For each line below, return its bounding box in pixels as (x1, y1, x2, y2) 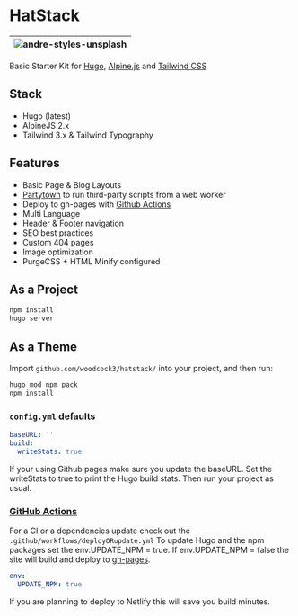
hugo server (9, 314, 54, 324)
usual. (9, 482, 32, 493)
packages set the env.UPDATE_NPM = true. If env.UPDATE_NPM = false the (9, 544, 290, 555)
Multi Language (22, 208, 81, 219)
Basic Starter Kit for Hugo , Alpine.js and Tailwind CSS (9, 60, 207, 71)
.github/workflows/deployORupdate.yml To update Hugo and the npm (9, 534, 265, 545)
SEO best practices (22, 227, 94, 238)
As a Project (9, 281, 79, 297)
